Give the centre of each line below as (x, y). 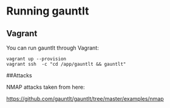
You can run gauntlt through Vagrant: (53, 48)
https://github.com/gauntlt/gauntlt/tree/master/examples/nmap (85, 99)
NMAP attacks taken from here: (46, 87)
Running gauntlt (48, 11)
